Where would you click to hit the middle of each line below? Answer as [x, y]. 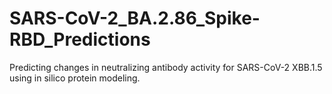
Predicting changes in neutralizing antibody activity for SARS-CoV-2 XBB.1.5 [166, 67]
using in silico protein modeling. [75, 78]
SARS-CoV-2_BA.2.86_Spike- [135, 18]
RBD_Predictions [80, 39]
